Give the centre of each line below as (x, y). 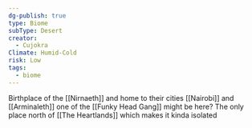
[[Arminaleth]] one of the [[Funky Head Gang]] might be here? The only (126, 106)
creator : (23, 38)
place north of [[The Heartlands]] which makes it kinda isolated (113, 115)
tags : (17, 68)
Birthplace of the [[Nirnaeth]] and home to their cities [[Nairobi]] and (121, 98)
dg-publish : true (37, 16)
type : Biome (28, 23)
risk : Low (25, 61)
